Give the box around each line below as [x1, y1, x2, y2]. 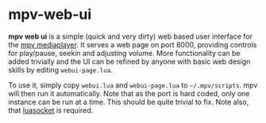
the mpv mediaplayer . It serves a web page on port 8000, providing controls [8, 39, 257, 49]
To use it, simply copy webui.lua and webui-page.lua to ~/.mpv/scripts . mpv [8, 80, 258, 90]
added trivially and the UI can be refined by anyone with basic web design [8, 57, 251, 66]
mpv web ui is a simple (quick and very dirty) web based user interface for [8, 32, 253, 41]
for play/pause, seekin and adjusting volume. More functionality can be [8, 48, 241, 58]
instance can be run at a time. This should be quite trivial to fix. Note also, [8, 97, 249, 106]
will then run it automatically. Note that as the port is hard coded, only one [8, 88, 250, 98]
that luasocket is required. [8, 105, 94, 115]
